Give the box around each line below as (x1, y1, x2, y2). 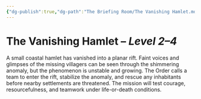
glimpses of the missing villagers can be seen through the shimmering (6, 60, 179, 67)
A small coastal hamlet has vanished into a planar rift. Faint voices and (6, 54, 179, 61)
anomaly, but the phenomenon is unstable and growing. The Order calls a (6, 67, 187, 74)
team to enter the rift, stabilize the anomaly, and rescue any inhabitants (6, 73, 181, 81)
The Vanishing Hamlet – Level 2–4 (6, 34, 178, 48)
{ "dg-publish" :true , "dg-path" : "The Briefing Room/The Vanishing (6, 8, 170, 15)
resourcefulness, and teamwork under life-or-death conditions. (6, 86, 162, 93)
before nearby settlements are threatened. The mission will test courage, (6, 79, 185, 86)
